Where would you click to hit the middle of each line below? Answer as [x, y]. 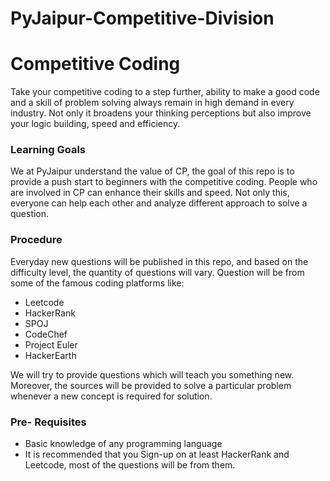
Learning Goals [48, 150]
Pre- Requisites [48, 422]
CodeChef [46, 334]
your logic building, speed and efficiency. [95, 124]
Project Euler [51, 344]
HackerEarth [50, 355]
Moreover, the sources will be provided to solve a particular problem [151, 385]
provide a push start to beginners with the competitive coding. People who [164, 182]
